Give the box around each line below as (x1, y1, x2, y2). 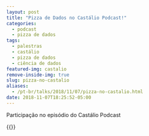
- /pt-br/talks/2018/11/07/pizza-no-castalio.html (12, 89, 144, 95)
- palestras (12, 43, 43, 50)
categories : (6, 20, 37, 26)
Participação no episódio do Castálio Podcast (6, 111, 121, 118)
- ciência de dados (12, 60, 62, 66)
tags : (6, 37, 20, 43)
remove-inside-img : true (6, 72, 70, 78)
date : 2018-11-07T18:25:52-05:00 (6, 94, 92, 100)
